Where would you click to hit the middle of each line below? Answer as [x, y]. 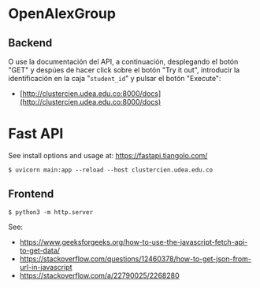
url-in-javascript [46, 267]
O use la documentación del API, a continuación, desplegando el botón [123, 61]
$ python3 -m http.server [50, 212]
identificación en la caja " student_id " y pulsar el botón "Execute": [115, 78]
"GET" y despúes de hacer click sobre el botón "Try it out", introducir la [124, 70]
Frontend [31, 194]
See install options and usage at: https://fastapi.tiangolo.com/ [108, 155]
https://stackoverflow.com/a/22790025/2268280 [99, 275]
